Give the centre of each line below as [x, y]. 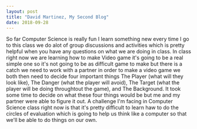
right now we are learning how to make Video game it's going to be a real [95, 58]
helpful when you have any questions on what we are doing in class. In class [99, 52]
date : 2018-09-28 [27, 22]
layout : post [22, 11]
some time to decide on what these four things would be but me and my [93, 95]
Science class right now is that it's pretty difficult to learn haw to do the [93, 108]
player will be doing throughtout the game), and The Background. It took [94, 89]
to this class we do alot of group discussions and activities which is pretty [96, 45]
